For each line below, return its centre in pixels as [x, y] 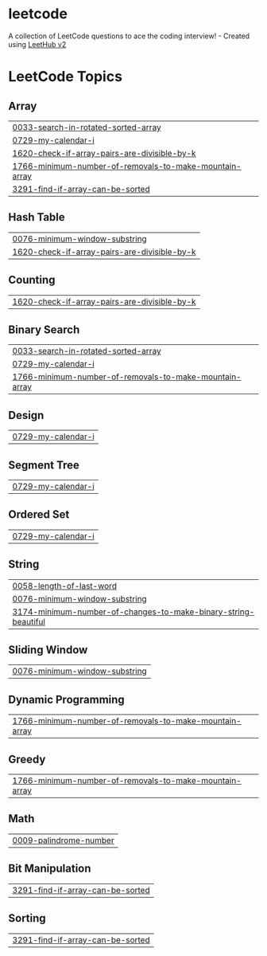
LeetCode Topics [66, 77]
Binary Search [44, 329]
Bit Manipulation [50, 869]
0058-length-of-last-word [65, 586]
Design [26, 415]
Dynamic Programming [66, 699]
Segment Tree [44, 465]
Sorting [27, 918]
